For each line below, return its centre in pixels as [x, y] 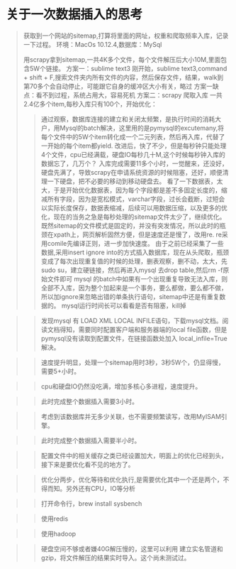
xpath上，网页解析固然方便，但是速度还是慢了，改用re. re [138, 234]
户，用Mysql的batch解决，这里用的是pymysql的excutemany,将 [132, 128]
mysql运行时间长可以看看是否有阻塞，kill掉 [124, 305]
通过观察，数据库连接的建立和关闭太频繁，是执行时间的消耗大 [131, 119]
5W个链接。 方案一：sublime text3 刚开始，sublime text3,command [128, 68]
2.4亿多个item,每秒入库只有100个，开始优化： [90, 104]
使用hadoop [58, 533]
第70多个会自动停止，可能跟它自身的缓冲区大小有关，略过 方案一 [118, 86]
